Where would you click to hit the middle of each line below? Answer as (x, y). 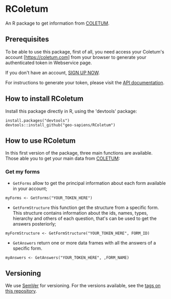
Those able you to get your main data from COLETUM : (63, 158)
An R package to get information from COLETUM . (57, 23)
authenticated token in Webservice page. (49, 63)
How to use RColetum (40, 141)
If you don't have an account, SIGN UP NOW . (52, 72)
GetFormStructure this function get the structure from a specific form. (86, 207)
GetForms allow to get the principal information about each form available (89, 183)
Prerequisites (27, 39)
